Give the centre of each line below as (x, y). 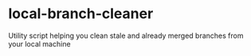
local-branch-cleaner (81, 14)
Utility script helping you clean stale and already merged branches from (126, 35)
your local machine (39, 43)
